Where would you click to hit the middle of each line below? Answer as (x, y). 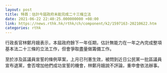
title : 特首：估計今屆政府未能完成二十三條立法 (48, 14)
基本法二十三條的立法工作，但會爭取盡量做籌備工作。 (60, 49)
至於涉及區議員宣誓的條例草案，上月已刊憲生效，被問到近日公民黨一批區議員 (83, 59)
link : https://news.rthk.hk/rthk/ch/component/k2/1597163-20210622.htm (81, 23)
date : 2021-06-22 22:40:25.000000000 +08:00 (52, 19)
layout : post (19, 10)
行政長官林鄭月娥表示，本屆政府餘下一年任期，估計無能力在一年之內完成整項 (83, 43)
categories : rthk (23, 28)
